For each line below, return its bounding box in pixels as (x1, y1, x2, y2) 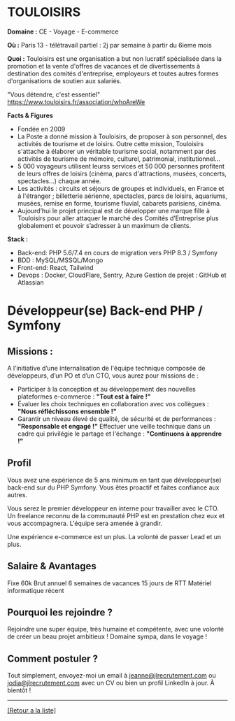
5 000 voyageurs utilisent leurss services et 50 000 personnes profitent (17, 162, 225, 170)
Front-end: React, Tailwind (17, 263, 94, 271)
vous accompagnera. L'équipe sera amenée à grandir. (7, 519, 163, 527)
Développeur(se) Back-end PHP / (7, 303, 203, 319)
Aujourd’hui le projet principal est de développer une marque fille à (17, 206, 210, 215)
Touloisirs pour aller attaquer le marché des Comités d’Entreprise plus (17, 214, 219, 222)
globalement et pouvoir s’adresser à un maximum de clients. (17, 221, 191, 229)
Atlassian (17, 278, 44, 287)
